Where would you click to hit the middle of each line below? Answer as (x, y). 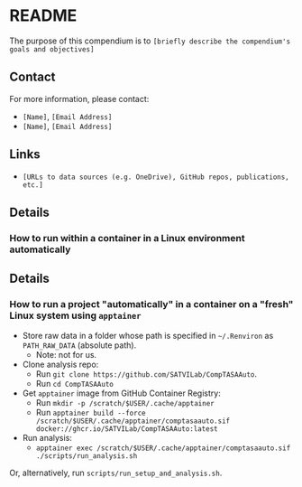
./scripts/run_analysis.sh (87, 456)
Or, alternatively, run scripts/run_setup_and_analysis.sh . (116, 473)
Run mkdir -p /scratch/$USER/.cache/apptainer (125, 402)
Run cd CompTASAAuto (75, 383)
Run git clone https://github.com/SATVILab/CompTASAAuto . (146, 374)
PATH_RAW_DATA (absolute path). (79, 345)
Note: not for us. (66, 354)
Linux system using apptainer (75, 315)
